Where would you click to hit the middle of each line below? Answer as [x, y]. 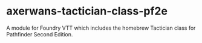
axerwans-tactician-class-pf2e [87, 11]
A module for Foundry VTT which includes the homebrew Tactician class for [101, 28]
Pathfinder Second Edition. [40, 34]
